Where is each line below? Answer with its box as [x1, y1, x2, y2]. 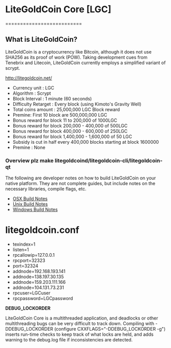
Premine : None [12, 144, 46, 150]
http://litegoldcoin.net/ [5, 75, 52, 81]
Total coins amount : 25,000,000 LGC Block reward [12, 106, 120, 113]
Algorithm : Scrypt [12, 90, 51, 96]
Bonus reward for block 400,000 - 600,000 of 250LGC [12, 128, 128, 134]
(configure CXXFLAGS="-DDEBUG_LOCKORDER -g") [54, 326, 166, 332]
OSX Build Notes [12, 196, 48, 202]
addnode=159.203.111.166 [12, 279, 66, 285]
